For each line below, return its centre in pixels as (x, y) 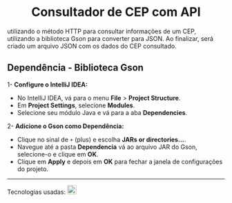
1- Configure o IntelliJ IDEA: (48, 85)
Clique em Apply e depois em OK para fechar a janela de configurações (120, 161)
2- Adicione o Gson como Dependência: (66, 126)
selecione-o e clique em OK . (58, 154)
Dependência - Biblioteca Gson (75, 68)
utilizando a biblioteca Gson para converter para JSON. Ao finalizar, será (110, 38)
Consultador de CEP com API (116, 12)
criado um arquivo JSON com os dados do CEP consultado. (92, 46)
